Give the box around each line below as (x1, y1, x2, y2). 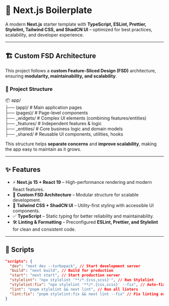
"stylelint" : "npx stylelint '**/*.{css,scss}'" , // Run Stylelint (10, 277, 154, 283)
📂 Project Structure (5, 85, 53, 92)
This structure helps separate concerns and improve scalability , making (5, 141, 157, 147)
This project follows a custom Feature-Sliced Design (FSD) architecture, (5, 67, 156, 73)
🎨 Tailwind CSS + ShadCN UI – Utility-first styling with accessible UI (12, 202, 154, 208)
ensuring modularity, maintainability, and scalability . (5, 73, 117, 79)
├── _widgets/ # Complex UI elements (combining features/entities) (5, 115, 147, 121)
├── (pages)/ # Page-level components (5, 110, 88, 116)
